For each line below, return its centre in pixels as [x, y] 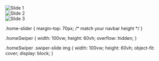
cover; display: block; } [29, 53]
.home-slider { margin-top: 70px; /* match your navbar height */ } [74, 28]
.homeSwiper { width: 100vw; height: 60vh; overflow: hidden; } [71, 38]
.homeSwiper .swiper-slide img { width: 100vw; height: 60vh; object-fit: [80, 48]
